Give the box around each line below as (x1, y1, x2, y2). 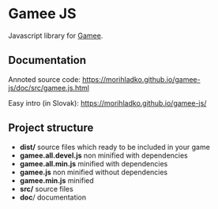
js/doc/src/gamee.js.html (8, 83, 89, 92)
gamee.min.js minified (19, 175, 95, 185)
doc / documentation (19, 192, 87, 202)
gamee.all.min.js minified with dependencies (19, 159, 168, 168)
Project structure (8, 121, 94, 135)
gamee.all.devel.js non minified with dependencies (19, 151, 188, 160)
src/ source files (19, 184, 73, 193)
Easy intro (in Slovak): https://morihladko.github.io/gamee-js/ (8, 98, 207, 107)
